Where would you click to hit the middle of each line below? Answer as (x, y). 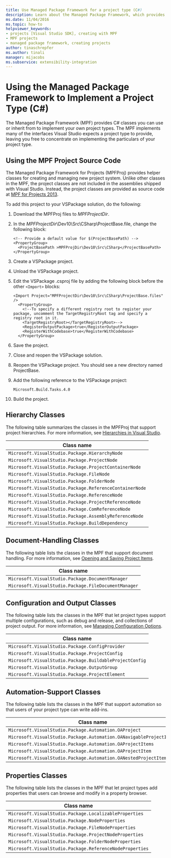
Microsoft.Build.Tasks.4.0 (42, 390)
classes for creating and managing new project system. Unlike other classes (85, 178)
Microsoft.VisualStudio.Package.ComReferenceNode (70, 509)
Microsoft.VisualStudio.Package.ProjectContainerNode (75, 467)
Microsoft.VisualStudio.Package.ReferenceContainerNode (77, 488)
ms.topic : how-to (24, 24)
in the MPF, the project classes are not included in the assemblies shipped (83, 183)
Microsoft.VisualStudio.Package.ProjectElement (67, 675)
